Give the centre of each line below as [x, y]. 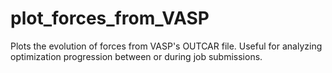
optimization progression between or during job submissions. [136, 56]
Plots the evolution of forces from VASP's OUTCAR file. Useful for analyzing [166, 46]
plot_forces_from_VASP [110, 18]
